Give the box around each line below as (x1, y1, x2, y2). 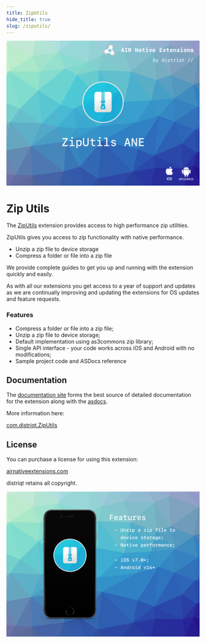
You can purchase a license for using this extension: (6, 456, 139, 463)
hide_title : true (6, 16, 51, 23)
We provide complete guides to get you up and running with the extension (6, 264, 194, 271)
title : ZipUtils (6, 10, 48, 16)
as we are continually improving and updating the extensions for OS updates (6, 289, 199, 296)
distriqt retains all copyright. (6, 479, 77, 487)
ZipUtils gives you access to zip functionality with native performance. (6, 234, 184, 241)
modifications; (15, 350, 52, 358)
